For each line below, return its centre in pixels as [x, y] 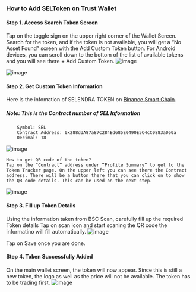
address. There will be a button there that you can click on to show [95, 176]
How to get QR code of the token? [49, 160]
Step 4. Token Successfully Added [50, 257]
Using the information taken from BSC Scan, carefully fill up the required [95, 219]
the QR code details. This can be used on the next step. [79, 181]
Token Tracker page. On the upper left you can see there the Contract [97, 170]
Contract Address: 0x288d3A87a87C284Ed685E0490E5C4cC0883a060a [97, 133]
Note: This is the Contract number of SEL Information [73, 113]
